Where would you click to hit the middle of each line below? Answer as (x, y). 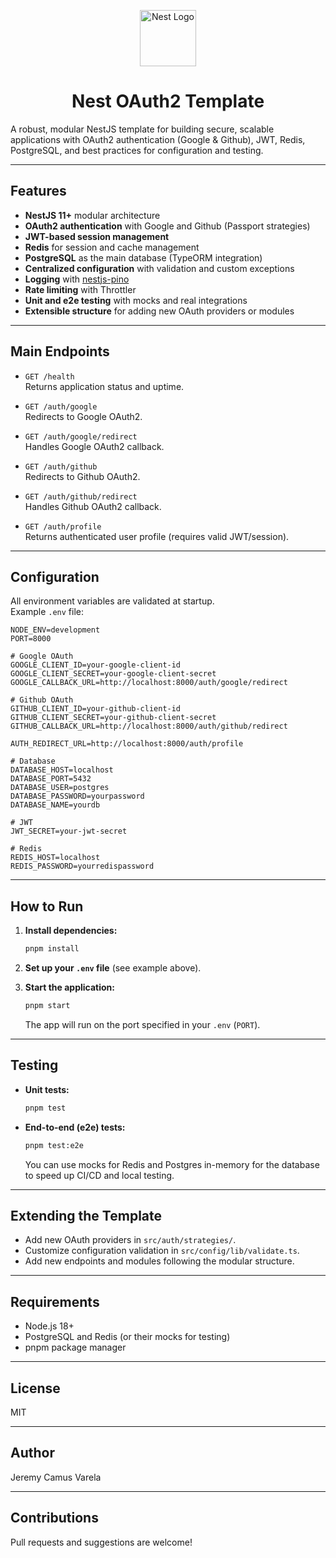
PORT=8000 (31, 639)
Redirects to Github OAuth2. (82, 476)
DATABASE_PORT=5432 (51, 779)
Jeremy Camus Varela (56, 1477)
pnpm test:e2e (54, 1145)
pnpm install (52, 949)
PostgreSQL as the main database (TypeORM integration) (143, 257)
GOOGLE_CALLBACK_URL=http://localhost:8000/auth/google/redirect (149, 683)
